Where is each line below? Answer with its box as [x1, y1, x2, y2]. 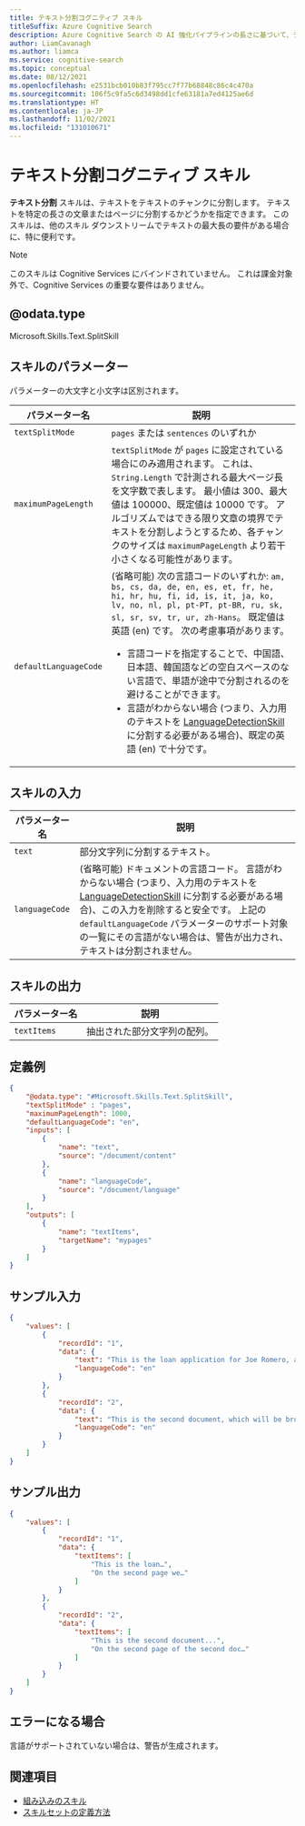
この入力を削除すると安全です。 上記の [101, 904, 267, 917]
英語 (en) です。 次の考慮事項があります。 [111, 624, 290, 637]
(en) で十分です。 [137, 742, 212, 755]
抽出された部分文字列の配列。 [85, 1025, 214, 1038]
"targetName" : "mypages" [57, 1236, 152, 1245]
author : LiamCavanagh [9, 38, 92, 48]
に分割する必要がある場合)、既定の [126, 728, 276, 741]
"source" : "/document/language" [57, 1185, 181, 1194]
